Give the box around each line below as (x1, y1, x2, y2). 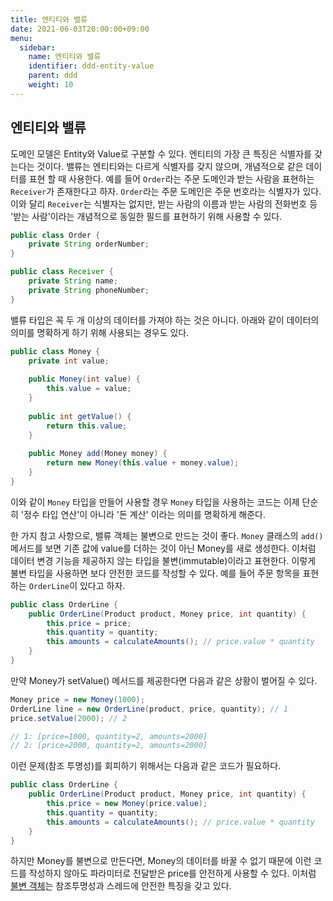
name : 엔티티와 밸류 (28, 52, 102, 62)
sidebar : (19, 42, 56, 53)
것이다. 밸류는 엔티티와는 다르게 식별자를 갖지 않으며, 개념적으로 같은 (36, 160, 304, 172)
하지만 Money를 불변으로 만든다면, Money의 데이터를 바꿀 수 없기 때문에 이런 (10, 855, 312, 867)
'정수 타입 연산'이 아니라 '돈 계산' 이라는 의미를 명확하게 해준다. (20, 508, 266, 520)
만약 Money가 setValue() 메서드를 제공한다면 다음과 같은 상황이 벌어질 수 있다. (10, 674, 318, 686)
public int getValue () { (28, 411, 132, 421)
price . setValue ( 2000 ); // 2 (10, 713, 128, 723)
